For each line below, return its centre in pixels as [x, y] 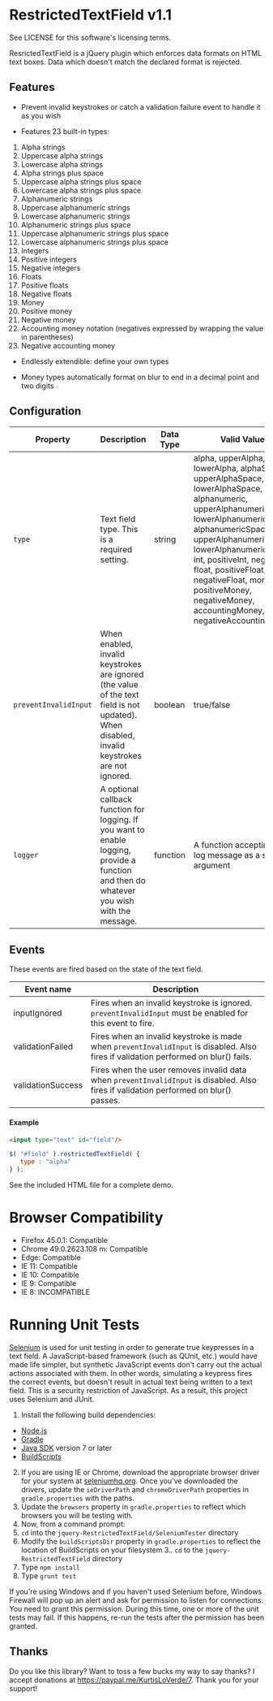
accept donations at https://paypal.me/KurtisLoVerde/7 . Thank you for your [134, 1680]
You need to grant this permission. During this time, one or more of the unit [134, 1608]
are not [114, 765]
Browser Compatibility [86, 1218]
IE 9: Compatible [49, 1283]
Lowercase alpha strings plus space [81, 190]
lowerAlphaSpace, [228, 488]
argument [212, 865]
